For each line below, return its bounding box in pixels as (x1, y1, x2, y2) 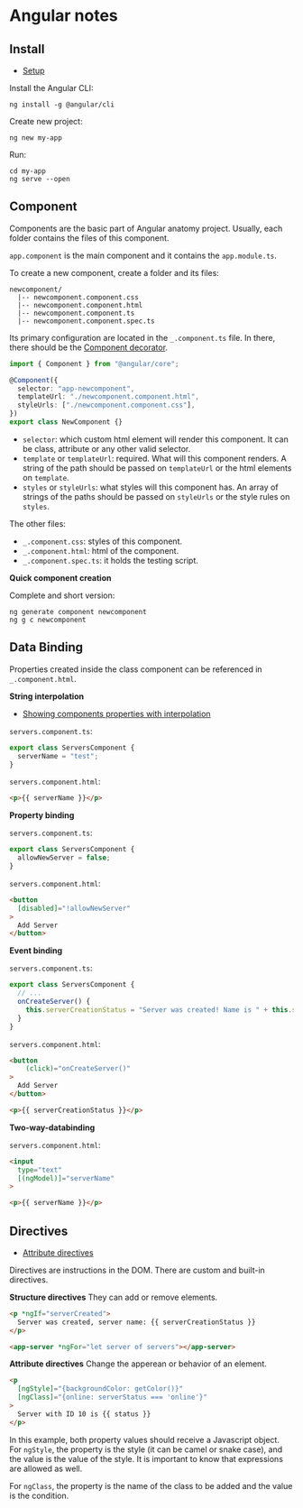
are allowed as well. (9, 1463, 83, 1474)
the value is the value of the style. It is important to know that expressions (9, 1453, 284, 1464)
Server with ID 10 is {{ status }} (17, 1409, 151, 1419)
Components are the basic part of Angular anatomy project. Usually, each (9, 223, 283, 234)
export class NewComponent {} (9, 418, 124, 427)
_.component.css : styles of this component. (22, 536, 183, 547)
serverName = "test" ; (17, 751, 99, 760)
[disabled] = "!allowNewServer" (17, 904, 131, 913)
